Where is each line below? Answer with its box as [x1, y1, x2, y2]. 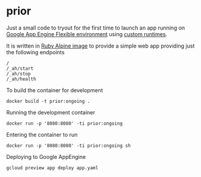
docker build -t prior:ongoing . [6, 98, 91, 104]
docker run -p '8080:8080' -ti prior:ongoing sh [6, 143, 131, 149]
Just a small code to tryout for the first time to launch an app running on [6, 24, 185, 31]
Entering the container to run [6, 131, 78, 138]
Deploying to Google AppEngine [6, 153, 86, 160]
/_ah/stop [6, 70, 31, 76]
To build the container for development [6, 86, 103, 94]
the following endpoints [6, 48, 65, 55]
